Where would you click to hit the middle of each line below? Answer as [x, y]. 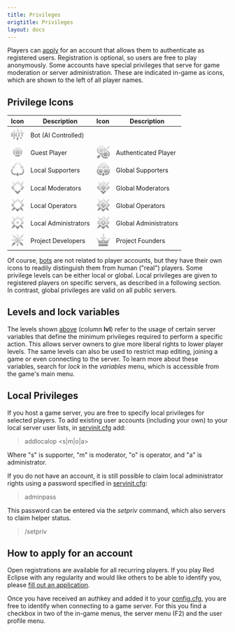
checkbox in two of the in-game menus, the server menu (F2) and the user [115, 614]
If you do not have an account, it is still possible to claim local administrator [115, 476]
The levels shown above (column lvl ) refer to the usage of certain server [112, 329]
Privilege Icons [41, 102]
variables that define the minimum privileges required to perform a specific [115, 336]
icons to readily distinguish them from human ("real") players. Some [105, 268]
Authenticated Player [146, 153]
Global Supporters [142, 170]
